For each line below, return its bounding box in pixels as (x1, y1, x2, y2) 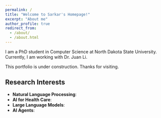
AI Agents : (12, 107, 35, 113)
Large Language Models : (12, 102, 65, 108)
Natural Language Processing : (12, 91, 77, 97)
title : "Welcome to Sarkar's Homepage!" (5, 12, 91, 17)
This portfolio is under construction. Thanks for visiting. (5, 63, 119, 70)
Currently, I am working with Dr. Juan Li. (5, 54, 88, 60)
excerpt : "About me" (5, 16, 48, 21)
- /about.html (9, 35, 39, 40)
